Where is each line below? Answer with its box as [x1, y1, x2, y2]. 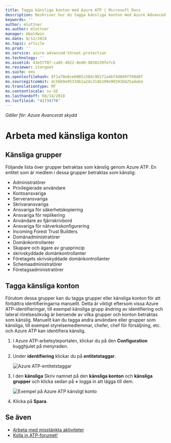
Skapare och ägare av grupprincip [12, 245, 85, 251]
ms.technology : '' [5, 55, 45, 61]
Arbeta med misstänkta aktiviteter [12, 427, 84, 433]
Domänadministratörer [12, 234, 60, 240]
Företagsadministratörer [12, 267, 64, 273]
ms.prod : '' [5, 46, 31, 51]
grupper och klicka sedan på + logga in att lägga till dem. [12, 378, 134, 385]
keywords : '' [5, 17, 33, 22]
